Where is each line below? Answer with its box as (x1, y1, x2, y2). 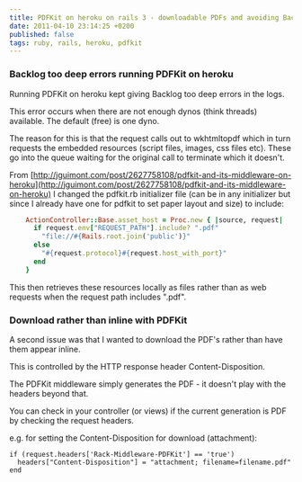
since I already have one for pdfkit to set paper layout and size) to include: (9, 198, 285, 209)
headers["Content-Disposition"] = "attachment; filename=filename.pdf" (17, 458, 292, 467)
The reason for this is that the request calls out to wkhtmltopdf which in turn (9, 132, 291, 144)
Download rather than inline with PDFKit (9, 314, 188, 326)
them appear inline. (9, 344, 81, 354)
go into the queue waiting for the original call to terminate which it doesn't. (9, 152, 285, 163)
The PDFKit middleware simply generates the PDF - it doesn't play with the (9, 379, 287, 389)
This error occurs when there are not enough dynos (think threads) (9, 105, 258, 117)
